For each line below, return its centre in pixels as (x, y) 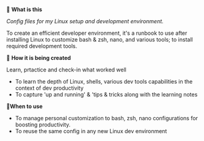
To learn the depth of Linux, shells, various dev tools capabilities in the (104, 81)
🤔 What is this (24, 9)
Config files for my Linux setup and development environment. (85, 21)
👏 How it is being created (39, 58)
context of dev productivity (49, 88)
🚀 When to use (24, 106)
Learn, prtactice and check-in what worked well (67, 70)
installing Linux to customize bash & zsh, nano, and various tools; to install (100, 39)
